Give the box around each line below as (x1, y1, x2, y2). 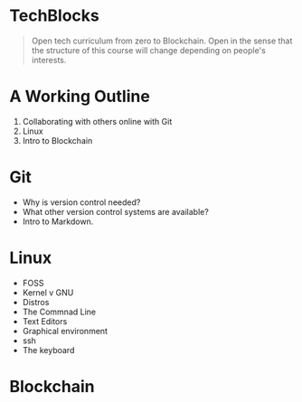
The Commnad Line (22, 306, 97, 317)
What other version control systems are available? (22, 206, 210, 217)
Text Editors (22, 315, 68, 326)
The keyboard (22, 344, 75, 355)
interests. (31, 54, 67, 65)
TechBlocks (9, 5, 99, 26)
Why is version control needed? (22, 196, 141, 208)
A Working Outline (9, 87, 151, 107)
